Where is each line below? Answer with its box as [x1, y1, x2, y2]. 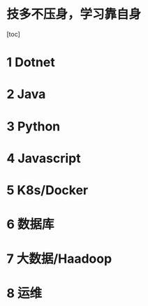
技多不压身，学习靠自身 [6, 6, 142, 22]
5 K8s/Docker [6, 182, 89, 198]
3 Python [6, 118, 61, 134]
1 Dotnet [6, 54, 55, 71]
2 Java [6, 87, 46, 102]
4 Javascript [6, 150, 81, 166]
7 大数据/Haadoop [6, 251, 112, 267]
